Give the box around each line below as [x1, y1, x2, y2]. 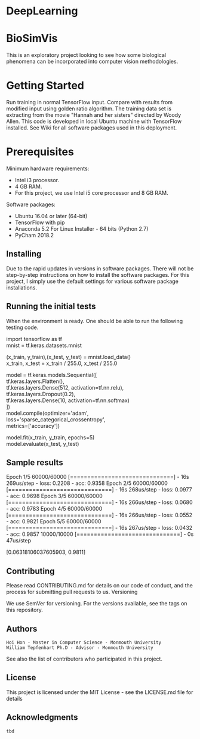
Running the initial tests [6, 301, 97, 312]
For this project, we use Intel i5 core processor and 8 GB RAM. [14, 189, 168, 196]
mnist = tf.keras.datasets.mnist [6, 342, 82, 349]
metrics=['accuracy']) [6, 422, 60, 429]
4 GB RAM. [14, 183, 42, 190]
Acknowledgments [6, 712, 79, 723]
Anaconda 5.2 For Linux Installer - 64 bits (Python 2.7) [14, 225, 149, 232]
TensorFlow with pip [14, 219, 65, 226]
